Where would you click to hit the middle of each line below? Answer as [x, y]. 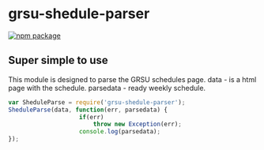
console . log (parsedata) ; [119, 132]
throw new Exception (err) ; [137, 124]
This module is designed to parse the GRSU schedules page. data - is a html [132, 79]
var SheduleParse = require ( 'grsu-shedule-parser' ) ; [97, 102]
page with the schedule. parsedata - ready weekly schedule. [107, 88]
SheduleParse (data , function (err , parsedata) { [88, 110]
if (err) [91, 117]
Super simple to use [58, 60]
